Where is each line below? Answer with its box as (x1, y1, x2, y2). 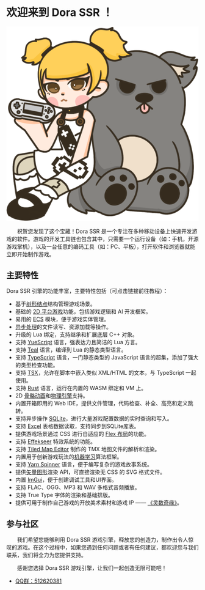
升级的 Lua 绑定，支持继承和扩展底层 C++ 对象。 (15, 331, 138, 338)
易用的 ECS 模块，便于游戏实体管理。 (15, 315, 110, 323)
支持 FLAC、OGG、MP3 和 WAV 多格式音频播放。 (15, 484, 140, 491)
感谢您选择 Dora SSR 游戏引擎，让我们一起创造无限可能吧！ (17, 564, 167, 572)
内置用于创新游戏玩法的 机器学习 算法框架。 (15, 453, 123, 460)
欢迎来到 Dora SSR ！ (6, 6, 113, 20)
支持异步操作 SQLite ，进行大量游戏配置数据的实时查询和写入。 (15, 415, 173, 422)
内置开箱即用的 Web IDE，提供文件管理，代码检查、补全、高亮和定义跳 (15, 400, 193, 407)
